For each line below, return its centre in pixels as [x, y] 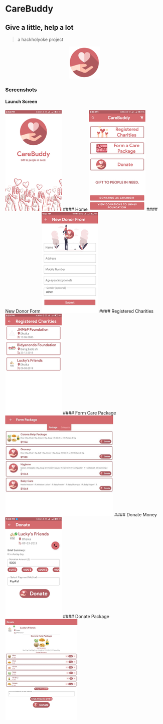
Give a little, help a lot [39, 27]
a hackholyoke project [40, 39]
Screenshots [21, 90]
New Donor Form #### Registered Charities [79, 311]
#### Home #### [110, 209]
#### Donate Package [86, 616]
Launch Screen [21, 102]
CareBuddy [29, 9]
